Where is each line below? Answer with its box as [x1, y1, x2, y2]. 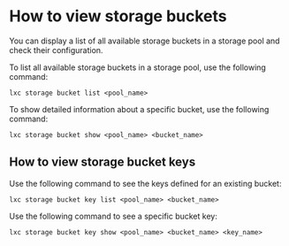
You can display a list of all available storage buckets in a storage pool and [9, 35, 280, 46]
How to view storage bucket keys [9, 155, 196, 170]
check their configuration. [9, 44, 103, 55]
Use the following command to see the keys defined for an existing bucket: [9, 178, 282, 188]
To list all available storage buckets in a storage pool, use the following [9, 62, 267, 73]
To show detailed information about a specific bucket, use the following [9, 104, 270, 114]
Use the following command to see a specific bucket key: [9, 211, 218, 221]
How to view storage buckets [9, 6, 227, 27]
